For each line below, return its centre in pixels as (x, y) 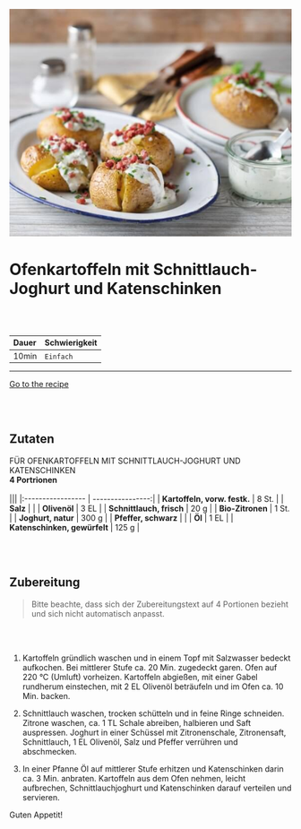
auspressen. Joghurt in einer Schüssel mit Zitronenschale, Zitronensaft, (154, 732)
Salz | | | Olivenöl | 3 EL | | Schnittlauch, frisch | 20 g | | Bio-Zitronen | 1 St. (150, 508)
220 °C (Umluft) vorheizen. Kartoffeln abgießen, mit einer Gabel (140, 677)
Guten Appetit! (36, 815)
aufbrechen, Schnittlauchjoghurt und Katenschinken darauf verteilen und (157, 788)
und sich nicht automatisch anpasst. (98, 613)
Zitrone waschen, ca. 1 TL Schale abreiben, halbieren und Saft (137, 722)
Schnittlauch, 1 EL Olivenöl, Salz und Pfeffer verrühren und (130, 742)
